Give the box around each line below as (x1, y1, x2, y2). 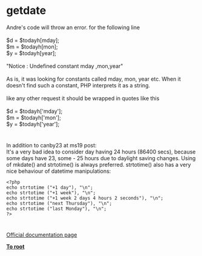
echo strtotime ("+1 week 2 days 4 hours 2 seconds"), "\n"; (6, 195, 164, 201)
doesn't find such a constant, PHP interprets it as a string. (6, 81, 151, 89)
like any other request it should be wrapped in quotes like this (6, 95, 160, 102)
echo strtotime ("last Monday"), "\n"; (6, 206, 107, 212)
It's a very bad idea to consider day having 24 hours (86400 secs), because (6, 148, 196, 155)
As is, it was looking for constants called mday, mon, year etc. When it (6, 75, 181, 83)
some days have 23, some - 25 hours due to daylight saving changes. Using (6, 155, 196, 162)
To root (6, 243, 25, 251)
